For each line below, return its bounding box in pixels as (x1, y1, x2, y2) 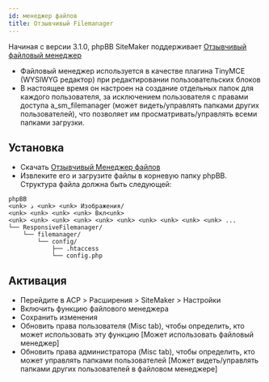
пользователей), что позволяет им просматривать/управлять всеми (19, 108, 258, 118)
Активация (8, 274, 67, 287)
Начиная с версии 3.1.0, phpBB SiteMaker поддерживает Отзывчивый (8, 41, 247, 51)
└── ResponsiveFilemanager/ (8, 223, 103, 231)
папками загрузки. (19, 117, 85, 127)
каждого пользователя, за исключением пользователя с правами (19, 91, 249, 101)
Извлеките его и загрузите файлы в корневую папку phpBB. (19, 171, 228, 180)
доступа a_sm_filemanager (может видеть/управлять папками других (19, 100, 260, 110)
